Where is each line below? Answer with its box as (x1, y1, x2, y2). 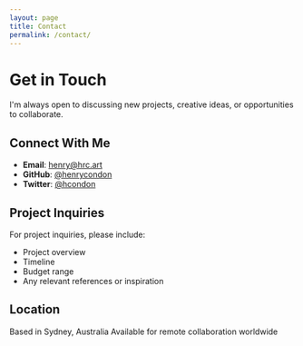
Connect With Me (9, 135, 111, 151)
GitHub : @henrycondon (22, 169, 112, 180)
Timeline (22, 256, 55, 267)
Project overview (22, 246, 86, 257)
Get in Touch (9, 69, 107, 90)
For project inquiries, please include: (9, 229, 146, 240)
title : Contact (9, 22, 67, 31)
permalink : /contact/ (9, 30, 92, 39)
